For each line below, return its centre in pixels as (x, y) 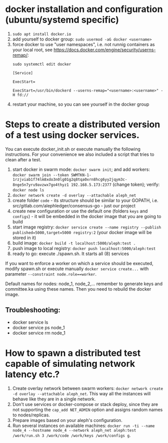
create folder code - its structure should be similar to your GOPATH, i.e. (86, 200)
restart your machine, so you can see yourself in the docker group (81, 104)
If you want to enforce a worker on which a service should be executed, (79, 263)
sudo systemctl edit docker (42, 64)
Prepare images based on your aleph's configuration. (67, 420)
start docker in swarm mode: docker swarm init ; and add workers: (81, 169)
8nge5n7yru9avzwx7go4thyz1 (41, 185)
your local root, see (32, 50)
